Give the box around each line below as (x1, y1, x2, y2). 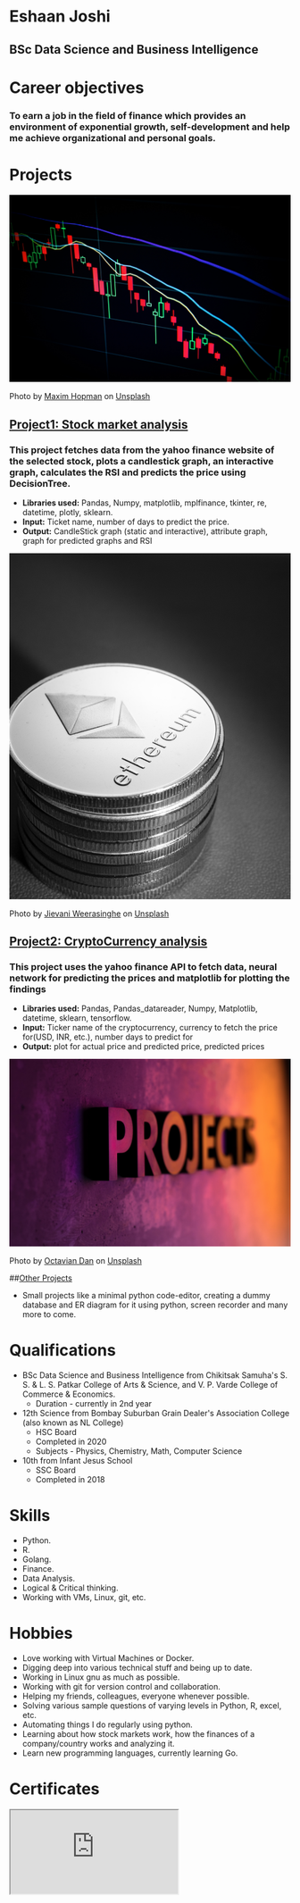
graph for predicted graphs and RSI (21, 535, 153, 546)
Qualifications (9, 1340, 116, 1361)
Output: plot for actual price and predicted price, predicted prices (21, 1041, 265, 1052)
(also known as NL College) (21, 1417, 124, 1428)
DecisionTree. (9, 477, 71, 489)
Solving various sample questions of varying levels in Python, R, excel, (21, 1699, 282, 1711)
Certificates (9, 1779, 100, 1799)
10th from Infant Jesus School (21, 1455, 133, 1465)
